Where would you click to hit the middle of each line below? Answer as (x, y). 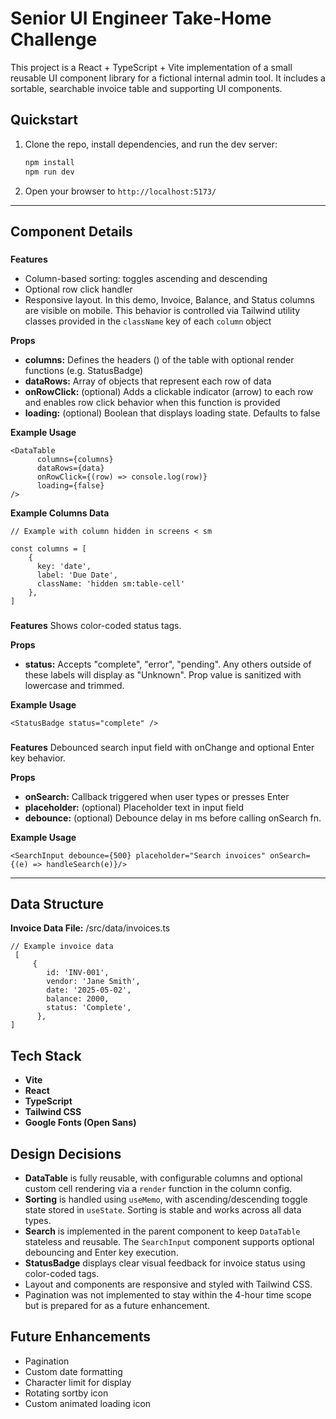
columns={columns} (75, 459)
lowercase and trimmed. (74, 685)
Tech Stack (46, 1055)
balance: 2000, (78, 999)
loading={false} (70, 485)
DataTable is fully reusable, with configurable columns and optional (163, 1178)
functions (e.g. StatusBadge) (84, 370)
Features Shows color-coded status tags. (96, 625)
